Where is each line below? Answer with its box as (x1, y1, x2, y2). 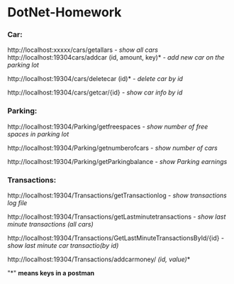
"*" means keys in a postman (7, 269, 94, 278)
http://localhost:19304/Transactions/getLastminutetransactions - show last (7, 212, 226, 221)
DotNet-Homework (7, 4, 122, 21)
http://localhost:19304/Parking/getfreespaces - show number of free (7, 122, 208, 131)
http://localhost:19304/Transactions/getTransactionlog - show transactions (7, 191, 227, 200)
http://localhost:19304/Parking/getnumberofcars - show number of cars (7, 143, 218, 152)
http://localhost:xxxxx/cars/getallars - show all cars (7, 45, 158, 54)
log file (7, 199, 28, 207)
